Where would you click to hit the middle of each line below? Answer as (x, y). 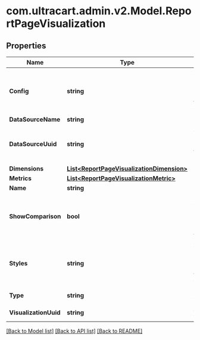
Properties (26, 46)
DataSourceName (35, 119)
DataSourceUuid (33, 144)
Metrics (20, 178)
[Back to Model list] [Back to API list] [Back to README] (74, 331)
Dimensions (26, 169)
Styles (18, 263)
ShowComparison (35, 216)
